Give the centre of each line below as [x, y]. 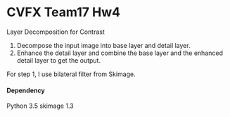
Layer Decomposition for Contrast [56, 32]
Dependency [26, 90]
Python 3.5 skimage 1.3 [40, 106]
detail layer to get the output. [59, 60]
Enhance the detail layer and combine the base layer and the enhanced [120, 53]
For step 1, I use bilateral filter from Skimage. [71, 74]
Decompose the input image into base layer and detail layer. [103, 45]
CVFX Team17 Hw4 [64, 12]
